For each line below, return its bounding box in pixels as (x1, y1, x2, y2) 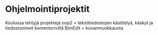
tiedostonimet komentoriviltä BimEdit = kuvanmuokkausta (5, 25, 124, 31)
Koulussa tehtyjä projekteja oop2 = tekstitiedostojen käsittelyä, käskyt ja (5, 20, 154, 26)
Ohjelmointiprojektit (5, 3, 90, 15)
